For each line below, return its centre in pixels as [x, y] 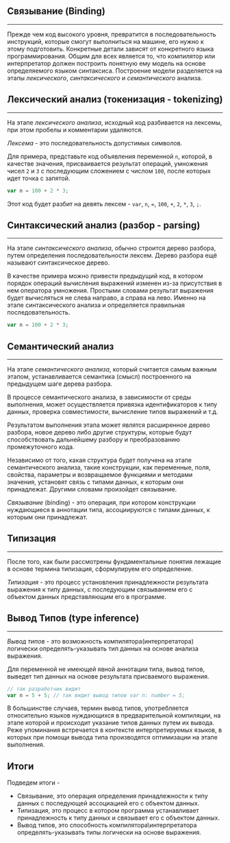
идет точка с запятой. [39, 178]
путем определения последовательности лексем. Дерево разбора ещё [112, 256]
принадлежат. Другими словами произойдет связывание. [92, 489]
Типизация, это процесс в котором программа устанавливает [108, 811]
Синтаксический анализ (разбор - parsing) [104, 225]
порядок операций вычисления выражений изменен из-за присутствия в [115, 283]
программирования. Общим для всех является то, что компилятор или [111, 56]
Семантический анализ [61, 346]
